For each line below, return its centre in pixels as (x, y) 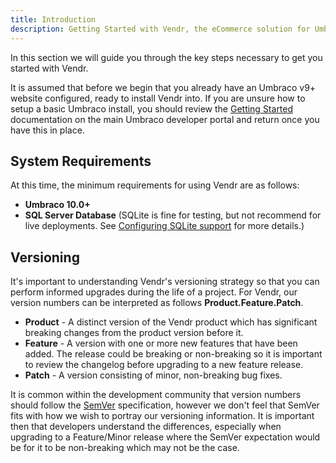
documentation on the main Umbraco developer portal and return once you (165, 119)
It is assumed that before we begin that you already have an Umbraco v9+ (163, 87)
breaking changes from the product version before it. (134, 333)
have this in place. (47, 130)
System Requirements (81, 161)
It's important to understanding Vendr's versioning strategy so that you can (165, 282)
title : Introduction (53, 19)
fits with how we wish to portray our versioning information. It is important (162, 416)
